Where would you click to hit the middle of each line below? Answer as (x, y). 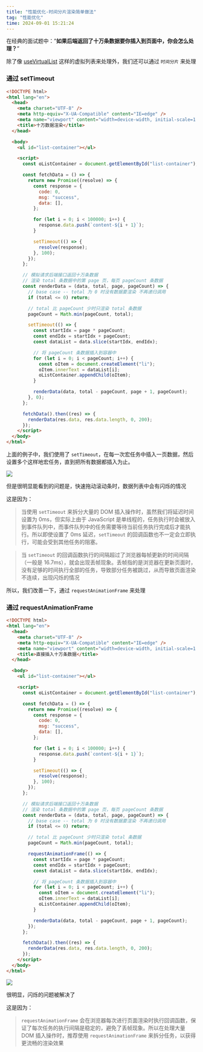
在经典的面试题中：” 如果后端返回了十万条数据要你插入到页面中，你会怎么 (98, 41)
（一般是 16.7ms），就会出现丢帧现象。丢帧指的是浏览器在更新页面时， (108, 562)
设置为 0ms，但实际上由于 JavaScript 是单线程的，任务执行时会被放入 (108, 519)
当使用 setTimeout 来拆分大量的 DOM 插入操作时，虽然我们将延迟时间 (108, 512)
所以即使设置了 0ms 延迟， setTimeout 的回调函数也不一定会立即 (111, 534)
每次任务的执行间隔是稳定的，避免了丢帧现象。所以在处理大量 (108, 1028)
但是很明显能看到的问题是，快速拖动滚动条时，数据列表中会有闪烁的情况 (96, 486)
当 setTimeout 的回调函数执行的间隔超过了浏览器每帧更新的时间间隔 (105, 555)
